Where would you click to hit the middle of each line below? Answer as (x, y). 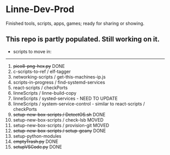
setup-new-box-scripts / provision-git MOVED (61, 125)
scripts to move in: (32, 51)
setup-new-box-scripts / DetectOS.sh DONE (59, 114)
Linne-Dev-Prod (40, 9)
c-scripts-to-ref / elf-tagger (42, 71)
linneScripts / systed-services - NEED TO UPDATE (65, 98)
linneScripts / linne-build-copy (45, 93)
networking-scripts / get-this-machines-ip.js (59, 76)
